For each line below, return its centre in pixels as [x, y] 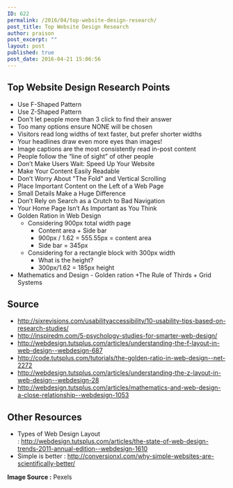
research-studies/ [43, 328]
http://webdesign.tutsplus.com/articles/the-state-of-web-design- [114, 441]
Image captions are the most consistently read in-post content [106, 149]
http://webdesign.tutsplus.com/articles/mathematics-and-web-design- [119, 387]
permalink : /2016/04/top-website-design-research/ [82, 20]
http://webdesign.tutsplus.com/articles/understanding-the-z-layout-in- [119, 373]
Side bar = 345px [63, 245]
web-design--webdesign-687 [60, 350]
